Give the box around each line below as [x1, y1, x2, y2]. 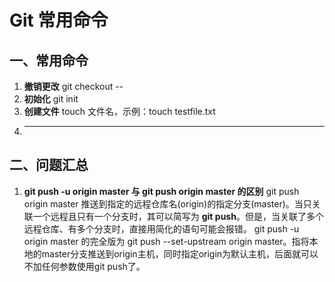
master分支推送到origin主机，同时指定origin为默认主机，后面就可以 [41, 247, 319, 260]
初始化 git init [23, 93, 79, 105]
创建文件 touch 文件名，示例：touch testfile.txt [23, 106, 216, 117]
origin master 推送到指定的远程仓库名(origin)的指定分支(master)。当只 [23, 197, 312, 210]
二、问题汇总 [9, 157, 89, 174]
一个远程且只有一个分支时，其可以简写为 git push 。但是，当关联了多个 [32, 210, 324, 222]
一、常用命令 [9, 52, 89, 69]
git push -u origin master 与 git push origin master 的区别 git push [23, 185, 300, 197]
